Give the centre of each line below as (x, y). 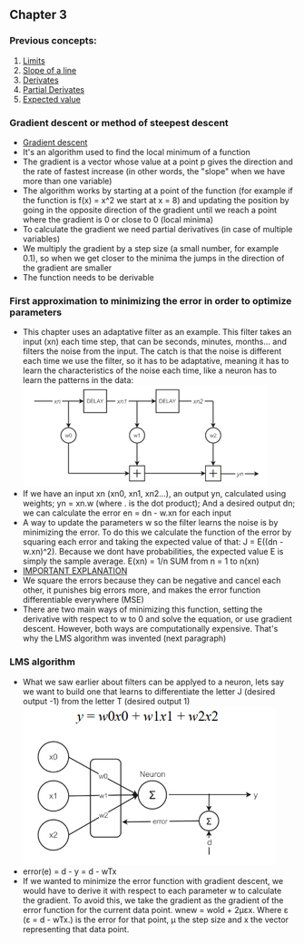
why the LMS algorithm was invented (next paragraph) (124, 638)
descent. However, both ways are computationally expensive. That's (150, 629)
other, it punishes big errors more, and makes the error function (142, 590)
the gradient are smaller (67, 268)
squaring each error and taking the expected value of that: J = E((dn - (153, 542)
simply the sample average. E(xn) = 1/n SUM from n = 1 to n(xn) (141, 561)
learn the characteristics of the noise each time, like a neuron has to (149, 370)
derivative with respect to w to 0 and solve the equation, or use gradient (157, 619)
